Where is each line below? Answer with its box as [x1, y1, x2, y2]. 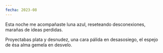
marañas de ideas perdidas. [5, 26, 63, 33]
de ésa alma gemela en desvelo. [5, 41, 72, 48]
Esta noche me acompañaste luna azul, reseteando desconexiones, [5, 21, 146, 27]
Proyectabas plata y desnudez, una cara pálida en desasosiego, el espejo [5, 36, 158, 42]
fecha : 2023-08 [5, 7, 37, 13]
